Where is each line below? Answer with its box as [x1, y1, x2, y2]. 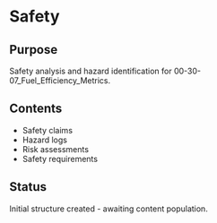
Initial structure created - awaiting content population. [9, 203, 208, 214]
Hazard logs [22, 134, 67, 145]
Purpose [9, 42, 58, 57]
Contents [9, 101, 63, 116]
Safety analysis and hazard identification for [9, 65, 172, 76]
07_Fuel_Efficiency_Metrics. [9, 75, 110, 86]
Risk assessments [22, 143, 90, 154]
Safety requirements [22, 153, 99, 164]
